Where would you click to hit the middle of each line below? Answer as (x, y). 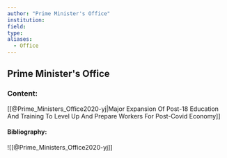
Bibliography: (27, 132)
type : (15, 33)
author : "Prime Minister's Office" (59, 14)
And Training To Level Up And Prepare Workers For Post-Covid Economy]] (114, 116)
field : (17, 26)
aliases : (20, 39)
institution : (26, 20)
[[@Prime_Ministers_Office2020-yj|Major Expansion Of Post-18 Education (113, 109)
